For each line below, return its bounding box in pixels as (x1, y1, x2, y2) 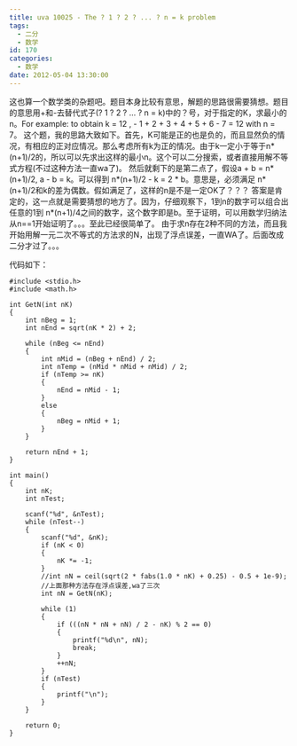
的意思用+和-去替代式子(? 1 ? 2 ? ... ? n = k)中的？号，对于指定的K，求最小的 (9, 107, 287, 118)
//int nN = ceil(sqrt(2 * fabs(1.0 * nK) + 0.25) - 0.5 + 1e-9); (41, 571, 288, 581)
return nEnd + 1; (25, 447, 90, 457)
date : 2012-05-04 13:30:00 (9, 71, 109, 80)
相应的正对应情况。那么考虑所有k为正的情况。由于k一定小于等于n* (32, 140, 275, 151)
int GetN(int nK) (9, 300, 74, 309)
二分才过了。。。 (9, 240, 64, 251)
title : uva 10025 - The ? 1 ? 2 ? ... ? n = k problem (9, 12, 216, 22)
